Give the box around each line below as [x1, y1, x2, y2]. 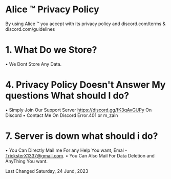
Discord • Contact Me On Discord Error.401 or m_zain [5, 112, 118, 118]
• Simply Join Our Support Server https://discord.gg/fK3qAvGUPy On [5, 107, 152, 113]
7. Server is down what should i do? [5, 130, 158, 142]
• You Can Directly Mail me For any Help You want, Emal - [5, 147, 127, 153]
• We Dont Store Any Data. [5, 61, 62, 67]
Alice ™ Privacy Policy [5, 4, 99, 15]
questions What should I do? [5, 90, 130, 102]
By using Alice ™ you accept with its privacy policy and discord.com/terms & [5, 21, 166, 27]
